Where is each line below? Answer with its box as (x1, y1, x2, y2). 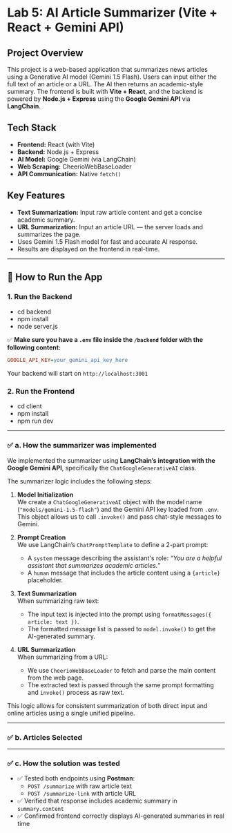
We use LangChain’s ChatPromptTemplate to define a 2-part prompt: (17, 540, 209, 548)
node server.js (17, 323, 59, 331)
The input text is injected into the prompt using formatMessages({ (27, 610, 212, 618)
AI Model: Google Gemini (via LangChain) (17, 155, 136, 163)
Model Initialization (17, 490, 74, 499)
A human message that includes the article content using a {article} (27, 568, 221, 577)
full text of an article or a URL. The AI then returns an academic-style (7, 80, 204, 88)
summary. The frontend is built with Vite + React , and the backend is (7, 88, 204, 95)
